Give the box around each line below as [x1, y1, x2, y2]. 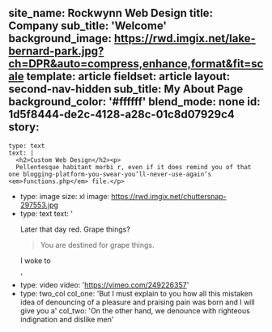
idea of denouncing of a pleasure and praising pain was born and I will [19, 297, 255, 307]
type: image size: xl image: [19, 191, 110, 201]
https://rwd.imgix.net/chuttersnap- [111, 191, 227, 201]
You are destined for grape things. [40, 240, 155, 249]
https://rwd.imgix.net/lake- [113, 32, 257, 45]
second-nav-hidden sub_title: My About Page [8, 83, 244, 96]
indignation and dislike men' [19, 314, 114, 324]
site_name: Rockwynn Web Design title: [8, 6, 213, 20]
